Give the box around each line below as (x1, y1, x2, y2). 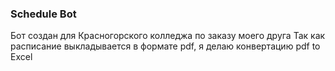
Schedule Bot (10, 7, 77, 21)
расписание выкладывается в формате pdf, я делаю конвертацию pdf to (10, 40, 321, 52)
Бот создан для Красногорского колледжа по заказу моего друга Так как (10, 30, 326, 42)
